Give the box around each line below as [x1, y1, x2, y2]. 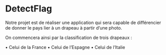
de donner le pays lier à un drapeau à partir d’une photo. [5, 24, 122, 30]
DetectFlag [5, 3, 52, 14]
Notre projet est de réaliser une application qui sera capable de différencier [5, 19, 161, 25]
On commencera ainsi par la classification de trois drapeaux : [5, 34, 132, 40]
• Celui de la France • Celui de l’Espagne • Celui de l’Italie [5, 44, 125, 50]
